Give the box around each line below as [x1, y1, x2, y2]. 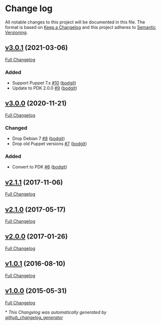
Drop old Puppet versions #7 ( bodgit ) [12, 141, 87, 147]
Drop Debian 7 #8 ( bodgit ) [12, 135, 65, 142]
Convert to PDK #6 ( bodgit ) [12, 164, 67, 170]
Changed [5, 124, 28, 131]
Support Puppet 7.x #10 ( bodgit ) [12, 80, 77, 86]
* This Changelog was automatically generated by [5, 309, 107, 315]
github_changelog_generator [5, 314, 63, 320]
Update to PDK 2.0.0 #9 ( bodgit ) [12, 85, 77, 91]
